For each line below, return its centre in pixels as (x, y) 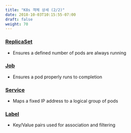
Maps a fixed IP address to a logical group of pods (65, 101)
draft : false (19, 19)
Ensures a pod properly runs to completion (57, 77)
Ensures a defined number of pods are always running (69, 53)
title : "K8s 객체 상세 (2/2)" (35, 10)
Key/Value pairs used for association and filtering (64, 125)
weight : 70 (17, 24)
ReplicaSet (19, 42)
